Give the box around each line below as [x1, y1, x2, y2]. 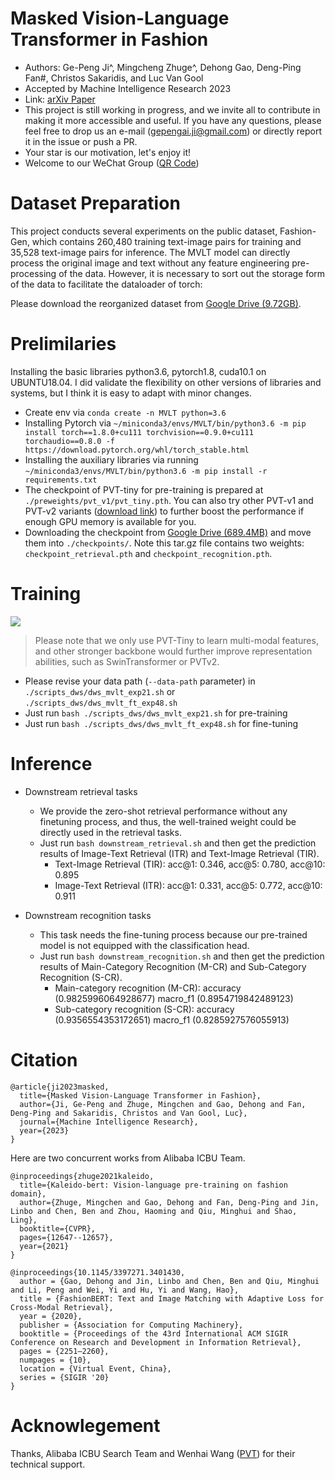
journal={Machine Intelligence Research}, [19, 1117, 199, 1127]
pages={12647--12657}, [19, 1232, 114, 1242]
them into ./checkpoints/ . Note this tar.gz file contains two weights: [24, 537, 305, 549]
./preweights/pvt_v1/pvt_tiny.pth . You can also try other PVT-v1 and [24, 494, 314, 506]
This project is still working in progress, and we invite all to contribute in [24, 103, 321, 116]
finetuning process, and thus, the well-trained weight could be [39, 815, 297, 827]
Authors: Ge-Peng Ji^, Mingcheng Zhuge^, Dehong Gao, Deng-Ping [24, 61, 302, 73]
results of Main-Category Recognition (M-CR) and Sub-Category [39, 960, 307, 972]
